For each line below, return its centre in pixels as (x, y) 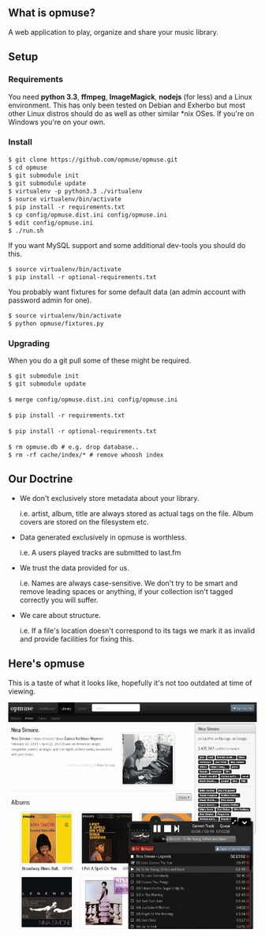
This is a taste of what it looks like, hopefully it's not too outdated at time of (130, 683)
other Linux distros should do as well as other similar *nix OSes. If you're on (131, 113)
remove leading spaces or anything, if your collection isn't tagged (126, 591)
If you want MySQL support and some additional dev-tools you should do (127, 245)
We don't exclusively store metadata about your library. (109, 498)
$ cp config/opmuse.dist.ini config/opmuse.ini (88, 215)
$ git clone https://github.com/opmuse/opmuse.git (93, 160)
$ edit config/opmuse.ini (50, 223)
